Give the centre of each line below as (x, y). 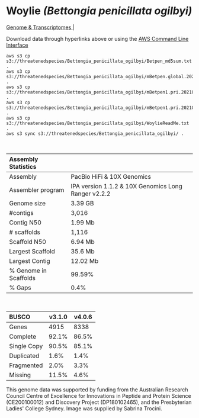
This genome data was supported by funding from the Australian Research (97, 390)
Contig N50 (25, 222)
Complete (23, 336)
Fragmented (26, 365)
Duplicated (24, 355)
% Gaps (20, 287)
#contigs (21, 213)
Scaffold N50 (28, 242)
